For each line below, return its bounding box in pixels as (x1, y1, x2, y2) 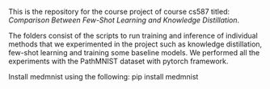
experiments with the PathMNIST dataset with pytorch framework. (8, 56, 229, 66)
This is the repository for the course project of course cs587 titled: (8, 7, 230, 16)
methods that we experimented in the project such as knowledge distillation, (8, 39, 263, 49)
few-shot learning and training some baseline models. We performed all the (8, 48, 260, 57)
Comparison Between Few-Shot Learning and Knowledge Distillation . (8, 15, 240, 25)
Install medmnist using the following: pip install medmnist (8, 72, 199, 81)
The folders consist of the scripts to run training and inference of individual (8, 31, 259, 40)
